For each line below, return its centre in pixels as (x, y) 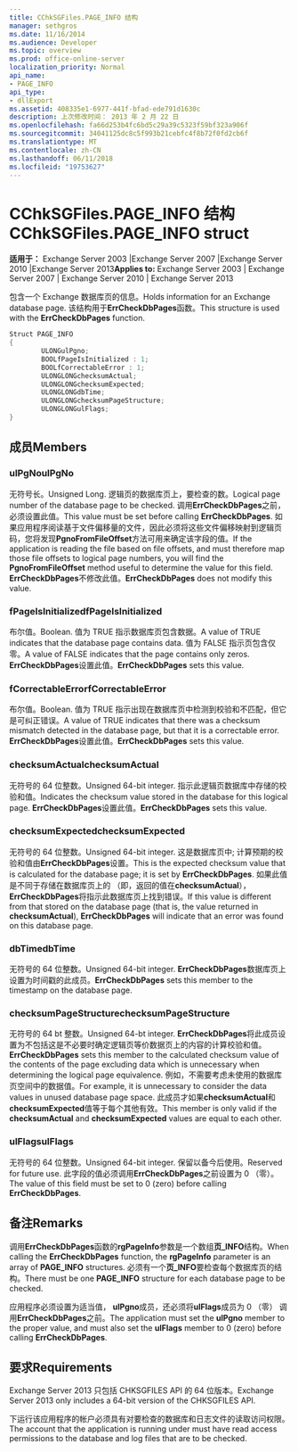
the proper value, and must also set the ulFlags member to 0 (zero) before (145, 1328)
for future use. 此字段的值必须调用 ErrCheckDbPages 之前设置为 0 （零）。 (144, 1173)
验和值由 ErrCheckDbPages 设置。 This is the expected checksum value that (148, 862)
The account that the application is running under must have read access (143, 1429)
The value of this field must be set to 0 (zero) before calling (118, 1184)
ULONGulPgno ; (65, 351)
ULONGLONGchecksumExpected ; (93, 384)
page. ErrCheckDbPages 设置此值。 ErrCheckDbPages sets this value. (138, 807)
